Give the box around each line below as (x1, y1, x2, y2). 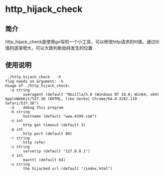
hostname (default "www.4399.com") (23, 114, 97, 119)
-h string (9, 109, 30, 114)
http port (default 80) (23, 131, 72, 136)
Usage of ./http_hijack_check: (5, 83, 70, 88)
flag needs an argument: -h (5, 79, 64, 84)
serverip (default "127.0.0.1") (23, 149, 91, 154)
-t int (9, 153, 23, 158)
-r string (9, 136, 30, 141)
